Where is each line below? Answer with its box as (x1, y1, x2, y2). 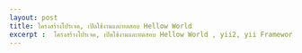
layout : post (9, 13, 58, 22)
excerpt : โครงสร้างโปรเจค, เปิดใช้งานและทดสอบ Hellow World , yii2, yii (9, 30, 257, 39)
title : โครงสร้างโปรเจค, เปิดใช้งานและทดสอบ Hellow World (9, 22, 193, 31)
